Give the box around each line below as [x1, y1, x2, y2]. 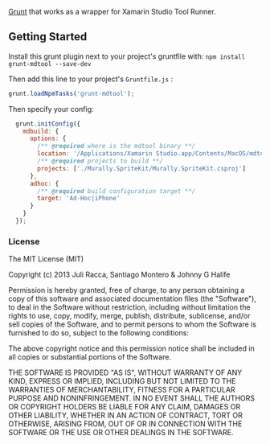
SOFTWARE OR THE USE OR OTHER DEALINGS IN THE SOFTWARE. [8, 428, 234, 438]
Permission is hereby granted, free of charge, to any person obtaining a [8, 286, 245, 295]
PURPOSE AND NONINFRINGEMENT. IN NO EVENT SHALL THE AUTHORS [8, 393, 256, 403]
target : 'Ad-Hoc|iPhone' [37, 195, 121, 203]
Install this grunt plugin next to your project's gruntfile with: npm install [8, 51, 246, 61]
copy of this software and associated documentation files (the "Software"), [8, 294, 257, 304]
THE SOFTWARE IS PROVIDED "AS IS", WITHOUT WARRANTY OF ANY [8, 368, 243, 377]
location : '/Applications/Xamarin [37, 150, 153, 158]
